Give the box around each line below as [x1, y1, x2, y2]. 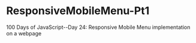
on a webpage [6, 29, 42, 37]
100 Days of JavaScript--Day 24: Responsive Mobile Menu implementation [6, 24, 191, 31]
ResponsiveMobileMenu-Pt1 [6, 4, 150, 18]
